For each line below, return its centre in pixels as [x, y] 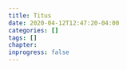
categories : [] [34, 30]
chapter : [23, 45]
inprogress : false [39, 52]
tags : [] [23, 38]
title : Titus [30, 15]
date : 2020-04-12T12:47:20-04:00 [64, 23]
